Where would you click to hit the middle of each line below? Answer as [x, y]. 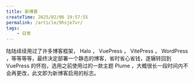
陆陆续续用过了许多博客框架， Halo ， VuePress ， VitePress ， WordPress [97, 51]
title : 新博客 [22, 12]
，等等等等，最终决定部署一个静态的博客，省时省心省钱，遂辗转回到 [89, 58]
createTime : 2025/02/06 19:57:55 [47, 17]
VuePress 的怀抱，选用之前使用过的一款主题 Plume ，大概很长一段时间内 [95, 66]
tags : [13, 28]
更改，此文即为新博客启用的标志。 [57, 73]
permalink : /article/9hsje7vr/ [45, 22]
